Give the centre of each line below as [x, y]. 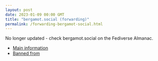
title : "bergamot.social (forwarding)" [47, 19]
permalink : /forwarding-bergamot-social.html [54, 24]
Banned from [26, 53]
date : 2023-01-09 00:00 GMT [35, 15]
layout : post [19, 10]
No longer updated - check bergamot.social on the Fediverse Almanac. [79, 38]
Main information [30, 48]
